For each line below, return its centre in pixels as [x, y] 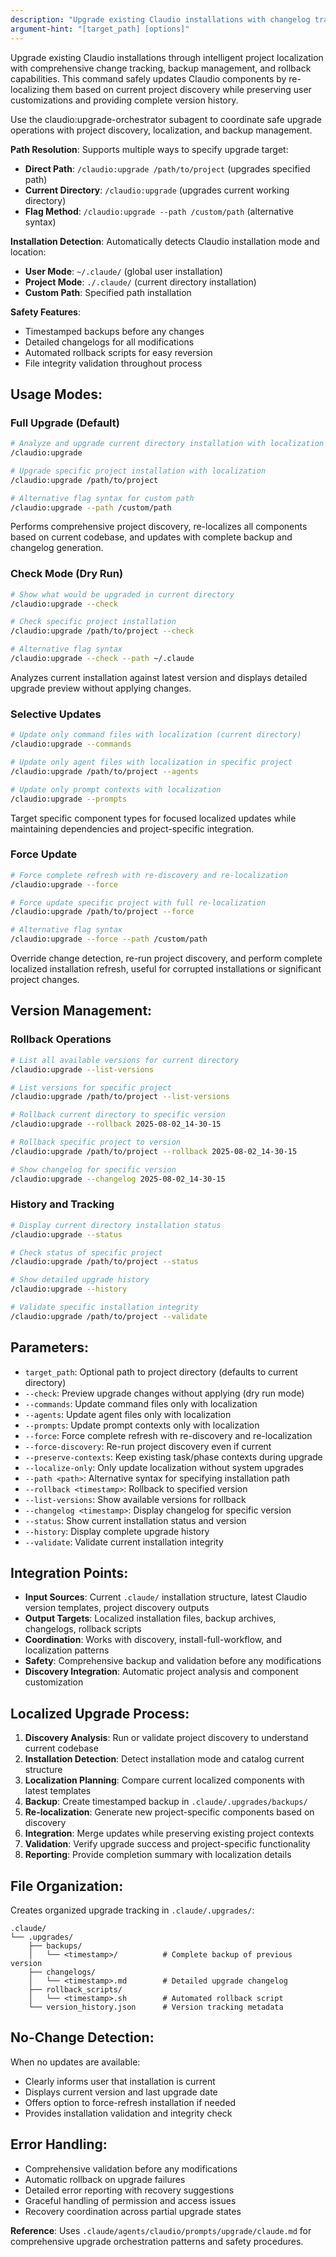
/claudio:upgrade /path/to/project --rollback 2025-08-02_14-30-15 [154, 1151]
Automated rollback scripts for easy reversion [118, 352]
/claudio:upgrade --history [69, 1289]
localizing [30, 89]
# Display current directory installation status [116, 1225]
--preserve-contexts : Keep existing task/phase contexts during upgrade [173, 1457]
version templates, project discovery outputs [117, 1608]
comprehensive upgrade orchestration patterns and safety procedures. [157, 2241]
